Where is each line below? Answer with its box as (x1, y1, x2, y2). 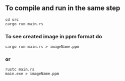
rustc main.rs (5, 67, 35, 72)
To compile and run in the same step (5, 4, 120, 12)
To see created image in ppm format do (5, 33, 102, 40)
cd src (5, 17, 19, 22)
